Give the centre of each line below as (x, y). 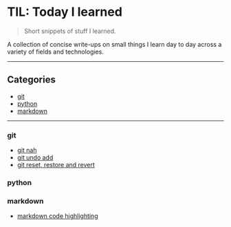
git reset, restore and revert (56, 165)
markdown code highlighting (57, 216)
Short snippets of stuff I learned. (70, 31)
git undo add (35, 158)
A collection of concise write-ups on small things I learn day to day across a (114, 44)
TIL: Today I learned (65, 12)
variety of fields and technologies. (56, 52)
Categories (32, 80)
